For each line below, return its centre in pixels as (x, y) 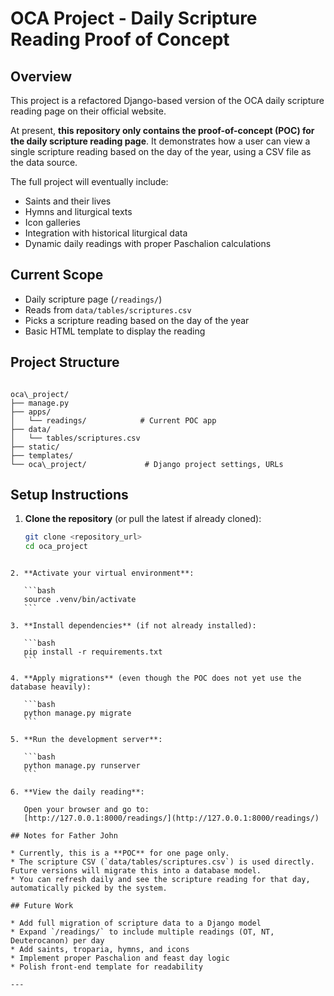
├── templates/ (42, 455)
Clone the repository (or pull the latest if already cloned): (143, 519)
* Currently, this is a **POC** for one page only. (120, 853)
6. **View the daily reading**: (77, 792)
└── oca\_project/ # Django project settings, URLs (147, 464)
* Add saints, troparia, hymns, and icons (100, 950)
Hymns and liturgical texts (78, 211)
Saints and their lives (68, 201)
